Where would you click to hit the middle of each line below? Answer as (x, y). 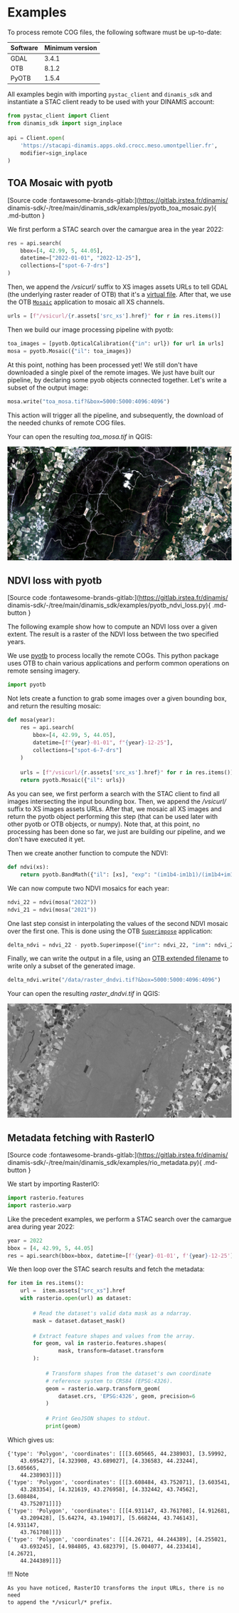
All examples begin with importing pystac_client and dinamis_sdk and (110, 94)
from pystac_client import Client (59, 116)
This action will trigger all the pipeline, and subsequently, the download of (116, 415)
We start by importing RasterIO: (53, 1184)
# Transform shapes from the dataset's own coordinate (128, 1373)
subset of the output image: (48, 387)
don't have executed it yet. (46, 839)
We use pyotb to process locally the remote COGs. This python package (113, 656)
